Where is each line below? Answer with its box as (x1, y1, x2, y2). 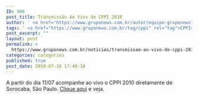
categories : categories (6, 52, 65, 58)
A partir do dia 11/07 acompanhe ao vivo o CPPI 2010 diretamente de (6, 79, 173, 86)
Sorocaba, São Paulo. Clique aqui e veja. (6, 86, 105, 93)
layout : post (6, 36, 38, 42)
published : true (6, 58, 46, 63)
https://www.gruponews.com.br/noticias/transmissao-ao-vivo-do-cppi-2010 (11, 47, 196, 53)
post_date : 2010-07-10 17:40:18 (6, 63, 85, 69)
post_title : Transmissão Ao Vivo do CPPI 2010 (6, 14, 123, 20)
